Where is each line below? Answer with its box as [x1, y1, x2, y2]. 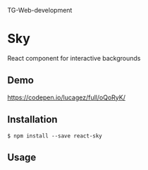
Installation [7, 114, 58, 126]
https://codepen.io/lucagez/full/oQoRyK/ [7, 93, 125, 102]
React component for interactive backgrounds [7, 54, 141, 62]
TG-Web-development [7, 6, 73, 14]
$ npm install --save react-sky [7, 132, 102, 140]
